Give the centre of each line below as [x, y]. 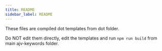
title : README [20, 10]
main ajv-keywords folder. [32, 43]
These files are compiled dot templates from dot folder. [62, 28]
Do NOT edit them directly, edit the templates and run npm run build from [81, 38]
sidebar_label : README [29, 14]
